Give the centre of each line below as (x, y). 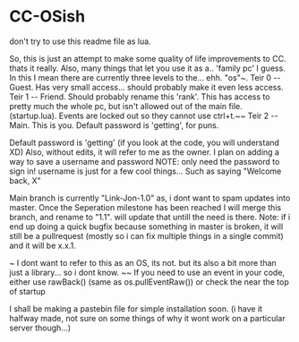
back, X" (26, 180)
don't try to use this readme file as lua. (80, 41)
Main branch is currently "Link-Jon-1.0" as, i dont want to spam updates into (150, 198)
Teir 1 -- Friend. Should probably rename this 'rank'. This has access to (140, 97)
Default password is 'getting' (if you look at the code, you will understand (145, 142)
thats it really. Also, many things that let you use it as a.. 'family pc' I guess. (148, 68)
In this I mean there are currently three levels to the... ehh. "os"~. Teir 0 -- (145, 77)
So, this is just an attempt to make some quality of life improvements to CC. (148, 58)
